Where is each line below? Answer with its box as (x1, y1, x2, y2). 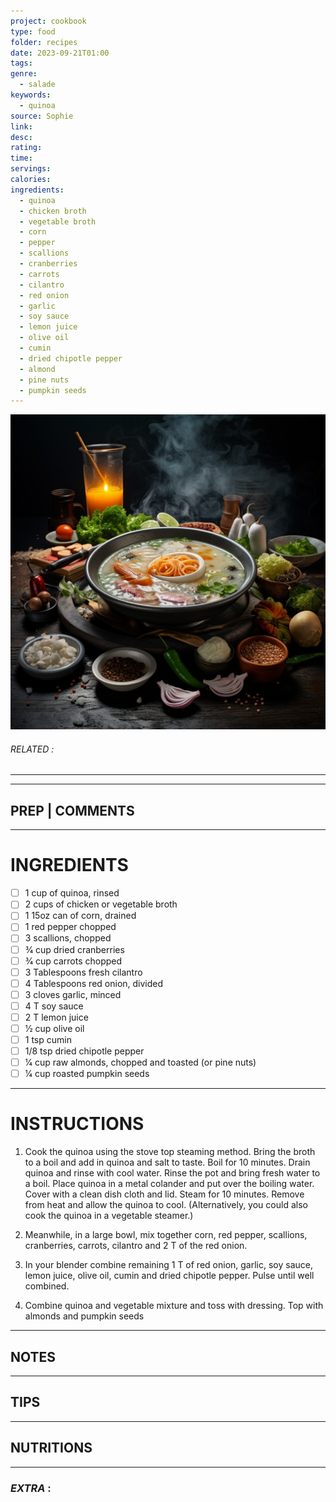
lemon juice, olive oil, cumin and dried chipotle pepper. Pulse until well (24, 1270, 315, 1282)
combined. (24, 1280, 70, 1292)
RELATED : (10, 743, 55, 755)
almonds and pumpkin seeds (24, 1310, 145, 1322)
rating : (10, 143, 43, 153)
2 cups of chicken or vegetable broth (24, 898, 178, 910)
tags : (10, 58, 33, 69)
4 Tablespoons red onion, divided (24, 977, 164, 989)
